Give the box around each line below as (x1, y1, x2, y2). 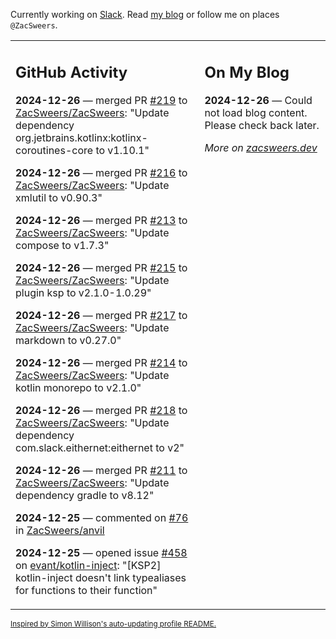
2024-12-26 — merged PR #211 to (15, 463, 188, 477)
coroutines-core (15, 143, 94, 157)
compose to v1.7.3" (15, 238, 110, 252)
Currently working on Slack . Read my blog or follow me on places (10, 9, 280, 20)
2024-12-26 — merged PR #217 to (15, 308, 188, 322)
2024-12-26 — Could (204, 93, 313, 107)
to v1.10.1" (95, 143, 150, 157)
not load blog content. (204, 105, 308, 119)
